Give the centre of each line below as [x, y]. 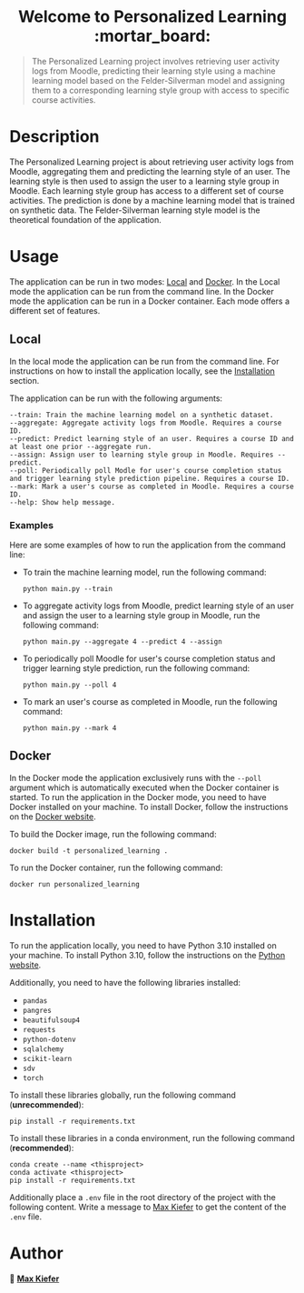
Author [36, 1253]
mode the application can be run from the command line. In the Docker [142, 291]
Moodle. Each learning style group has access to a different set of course [147, 190]
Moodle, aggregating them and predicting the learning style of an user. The [150, 171]
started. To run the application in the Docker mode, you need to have [138, 797]
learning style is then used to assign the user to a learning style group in [144, 181]
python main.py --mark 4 [69, 728]
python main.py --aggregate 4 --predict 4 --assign [122, 641]
